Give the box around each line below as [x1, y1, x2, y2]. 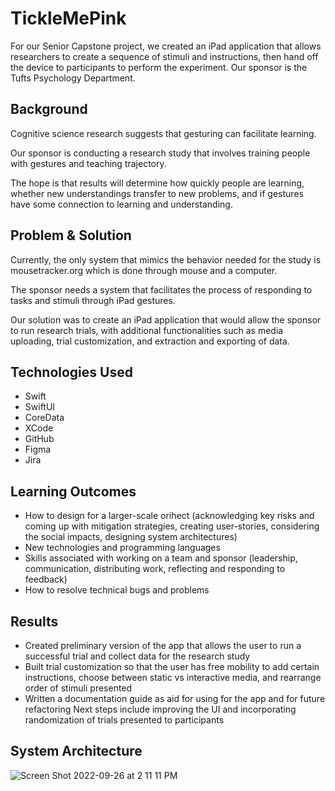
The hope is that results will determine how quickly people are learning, [10, 177, 305, 189]
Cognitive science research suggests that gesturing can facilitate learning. [10, 127, 317, 139]
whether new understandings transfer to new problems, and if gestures [10, 187, 304, 199]
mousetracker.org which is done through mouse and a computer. [10, 264, 278, 276]
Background [10, 101, 88, 118]
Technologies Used [10, 363, 133, 381]
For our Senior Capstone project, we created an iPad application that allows [10, 40, 322, 52]
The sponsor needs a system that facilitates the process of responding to [10, 283, 313, 296]
